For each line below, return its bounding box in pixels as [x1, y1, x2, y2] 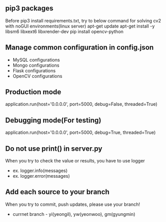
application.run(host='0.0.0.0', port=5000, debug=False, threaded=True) [5, 101, 158, 107]
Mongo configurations [12, 62, 60, 68]
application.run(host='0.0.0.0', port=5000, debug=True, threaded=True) [5, 129, 156, 135]
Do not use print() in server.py [5, 144, 103, 153]
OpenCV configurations [12, 73, 63, 79]
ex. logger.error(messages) [12, 173, 70, 179]
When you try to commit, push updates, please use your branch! [5, 201, 141, 207]
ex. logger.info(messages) [12, 168, 68, 174]
